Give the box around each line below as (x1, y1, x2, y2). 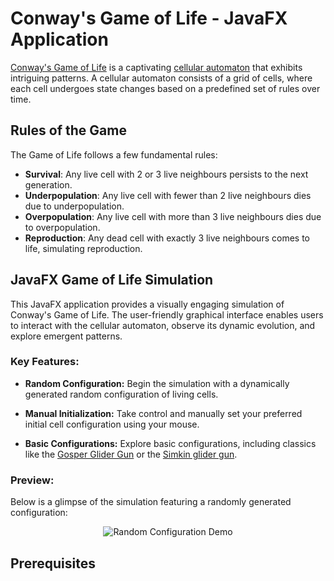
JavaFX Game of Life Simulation (10, 272, 214, 289)
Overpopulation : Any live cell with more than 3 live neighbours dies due (24, 210, 322, 222)
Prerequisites (10, 555, 96, 572)
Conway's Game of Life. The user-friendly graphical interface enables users (10, 308, 324, 321)
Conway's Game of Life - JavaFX (10, 7, 288, 30)
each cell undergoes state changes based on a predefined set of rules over (10, 82, 321, 94)
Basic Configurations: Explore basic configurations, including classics (24, 437, 317, 449)
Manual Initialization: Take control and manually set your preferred (24, 407, 303, 419)
